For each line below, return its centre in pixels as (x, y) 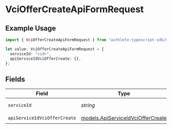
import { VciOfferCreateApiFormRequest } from (56, 40)
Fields (15, 79)
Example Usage (31, 28)
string (88, 106)
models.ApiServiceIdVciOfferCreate (124, 118)
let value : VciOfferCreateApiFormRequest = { (55, 49)
